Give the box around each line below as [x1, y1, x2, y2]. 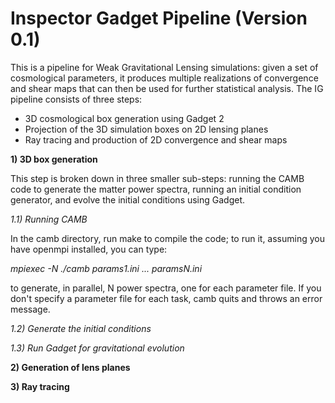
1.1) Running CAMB [10, 213, 88, 225]
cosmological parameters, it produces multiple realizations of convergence [10, 72, 319, 84]
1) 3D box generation [10, 153, 98, 165]
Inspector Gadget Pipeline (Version [10, 7, 308, 30]
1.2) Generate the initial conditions [10, 322, 152, 334]
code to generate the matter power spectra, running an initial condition [10, 183, 302, 195]
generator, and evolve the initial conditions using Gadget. [10, 193, 246, 206]
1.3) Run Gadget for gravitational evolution [10, 342, 185, 354]
